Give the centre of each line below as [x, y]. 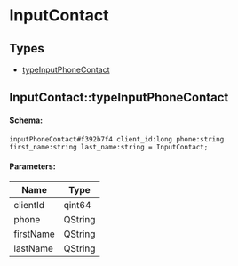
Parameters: [32, 166]
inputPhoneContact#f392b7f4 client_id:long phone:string [117, 139]
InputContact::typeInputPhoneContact [119, 97]
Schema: [26, 120]
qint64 [77, 205]
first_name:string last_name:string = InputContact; [109, 147]
